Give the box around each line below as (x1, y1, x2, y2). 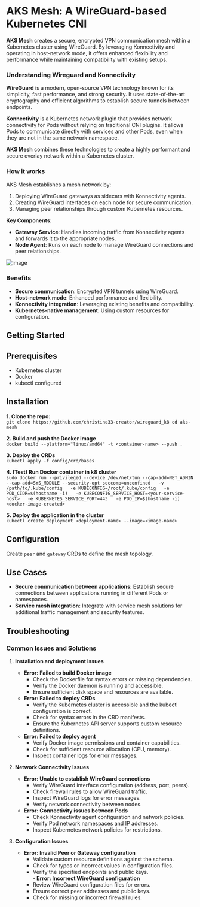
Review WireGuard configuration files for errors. (32, 881, 151, 888)
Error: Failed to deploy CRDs (23, 695, 96, 702)
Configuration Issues (14, 838, 69, 845)
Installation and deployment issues (14, 658, 104, 665)
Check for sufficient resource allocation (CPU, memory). (32, 746, 171, 753)
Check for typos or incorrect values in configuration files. (32, 862, 174, 869)
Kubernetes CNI (6, 17, 87, 31)
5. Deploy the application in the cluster (6, 511, 104, 519)
